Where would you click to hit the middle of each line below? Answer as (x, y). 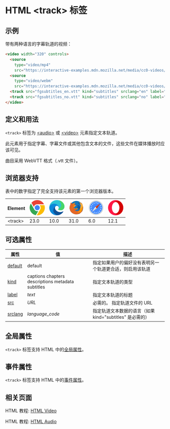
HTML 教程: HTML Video (31, 411)
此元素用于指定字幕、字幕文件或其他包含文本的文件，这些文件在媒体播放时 (83, 143)
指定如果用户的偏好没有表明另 (124, 262)
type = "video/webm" (34, 81)
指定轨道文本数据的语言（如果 (124, 311)
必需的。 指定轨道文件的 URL (123, 303)
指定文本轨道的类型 (113, 282)
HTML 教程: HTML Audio (31, 421)
